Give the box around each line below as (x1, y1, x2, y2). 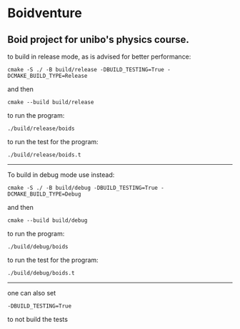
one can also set (7, 289, 56, 297)
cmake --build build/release (7, 98, 94, 106)
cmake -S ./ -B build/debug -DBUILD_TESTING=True (7, 184, 159, 191)
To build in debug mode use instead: (7, 171, 115, 179)
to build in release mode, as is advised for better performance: (7, 52, 191, 61)
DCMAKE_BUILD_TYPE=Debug (7, 191, 81, 198)
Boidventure (7, 5, 82, 21)
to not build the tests (7, 315, 68, 323)
